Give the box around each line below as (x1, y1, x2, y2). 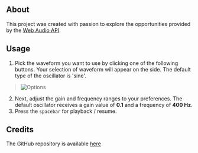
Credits (6, 125, 34, 135)
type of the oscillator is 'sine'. (14, 72, 87, 79)
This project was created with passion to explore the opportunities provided (6, 20, 191, 27)
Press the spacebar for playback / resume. (14, 108, 117, 115)
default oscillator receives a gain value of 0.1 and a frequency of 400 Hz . (14, 101, 193, 108)
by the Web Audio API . (6, 27, 61, 34)
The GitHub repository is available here (6, 140, 102, 147)
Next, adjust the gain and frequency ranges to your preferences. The (14, 95, 183, 102)
